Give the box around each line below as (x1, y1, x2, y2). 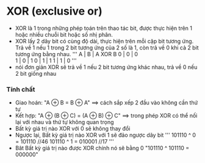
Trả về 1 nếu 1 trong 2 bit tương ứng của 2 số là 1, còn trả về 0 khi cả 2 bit (15, 44, 199, 51)
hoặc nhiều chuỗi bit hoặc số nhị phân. (15, 31, 113, 38)
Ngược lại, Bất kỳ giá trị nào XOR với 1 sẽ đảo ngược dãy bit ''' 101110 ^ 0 (15, 131, 196, 139)
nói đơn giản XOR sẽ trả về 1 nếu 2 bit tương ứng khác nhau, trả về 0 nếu (15, 63, 198, 71)
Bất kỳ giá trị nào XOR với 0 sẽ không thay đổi (15, 125, 131, 132)
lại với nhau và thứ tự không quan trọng (15, 118, 114, 126)
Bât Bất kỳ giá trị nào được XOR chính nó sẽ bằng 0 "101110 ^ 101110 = (15, 145, 190, 152)
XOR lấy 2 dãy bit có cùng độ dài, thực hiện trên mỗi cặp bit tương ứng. (15, 37, 194, 45)
